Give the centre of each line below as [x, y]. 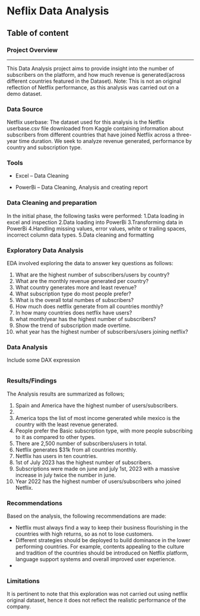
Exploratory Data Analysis [45, 250]
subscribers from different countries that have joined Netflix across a [91, 135]
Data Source [25, 109]
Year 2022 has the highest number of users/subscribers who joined [98, 481]
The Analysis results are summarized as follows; [66, 394]
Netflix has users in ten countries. [56, 456]
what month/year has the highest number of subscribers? [85, 319]
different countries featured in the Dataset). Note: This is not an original [94, 81]
